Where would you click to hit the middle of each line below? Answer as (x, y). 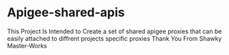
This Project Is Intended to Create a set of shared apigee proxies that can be (114, 31)
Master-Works (27, 45)
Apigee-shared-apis (66, 13)
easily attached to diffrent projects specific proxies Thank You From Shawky (114, 38)
